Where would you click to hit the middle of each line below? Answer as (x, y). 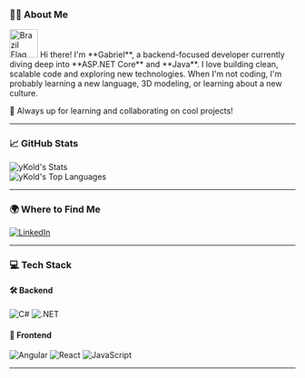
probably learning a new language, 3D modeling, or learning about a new (146, 84)
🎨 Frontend (30, 334)
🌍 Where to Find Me (55, 209)
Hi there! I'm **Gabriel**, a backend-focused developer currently (162, 55)
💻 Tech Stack (41, 264)
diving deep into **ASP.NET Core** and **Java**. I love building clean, (144, 65)
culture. (24, 94)
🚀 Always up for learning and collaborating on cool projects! (121, 111)
